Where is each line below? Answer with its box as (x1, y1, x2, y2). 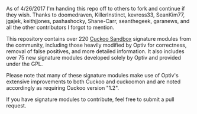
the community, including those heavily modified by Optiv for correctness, (6, 41, 187, 48)
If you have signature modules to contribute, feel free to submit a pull (6, 96, 175, 103)
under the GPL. (6, 60, 43, 67)
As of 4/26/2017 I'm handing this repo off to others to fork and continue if (6, 5, 185, 12)
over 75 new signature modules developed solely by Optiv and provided (6, 54, 182, 61)
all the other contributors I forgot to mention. (6, 24, 115, 31)
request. (6, 102, 27, 109)
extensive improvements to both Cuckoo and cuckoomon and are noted (6, 78, 181, 85)
